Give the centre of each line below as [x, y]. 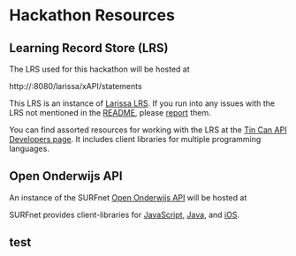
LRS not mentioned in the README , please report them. [110, 113]
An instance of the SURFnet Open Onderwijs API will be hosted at [128, 197]
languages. [30, 148]
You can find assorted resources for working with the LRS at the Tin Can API [148, 130]
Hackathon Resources [92, 15]
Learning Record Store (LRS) [89, 48]
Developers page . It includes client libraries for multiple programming [135, 139]
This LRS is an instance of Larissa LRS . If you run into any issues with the [142, 103]
